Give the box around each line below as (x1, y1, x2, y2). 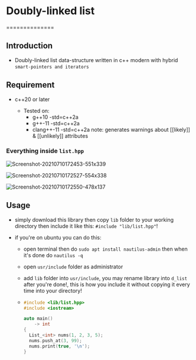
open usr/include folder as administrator (23, 263, 123, 270)
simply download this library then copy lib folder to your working (14, 216, 174, 223)
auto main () (23, 316, 53, 322)
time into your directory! (23, 287, 83, 294)
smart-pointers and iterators (14, 64, 90, 70)
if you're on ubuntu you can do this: (14, 233, 102, 241)
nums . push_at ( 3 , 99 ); (28, 338, 83, 343)
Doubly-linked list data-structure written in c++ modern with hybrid (14, 56, 178, 63)
